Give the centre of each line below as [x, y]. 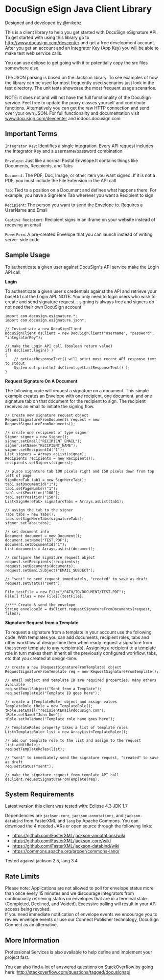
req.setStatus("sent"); [29, 766]
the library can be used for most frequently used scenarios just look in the [80, 83]
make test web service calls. [34, 53]
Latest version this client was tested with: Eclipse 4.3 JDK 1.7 [67, 806]
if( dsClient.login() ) [29, 350]
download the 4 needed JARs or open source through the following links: [79, 826]
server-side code [23, 239]
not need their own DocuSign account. [44, 307]
